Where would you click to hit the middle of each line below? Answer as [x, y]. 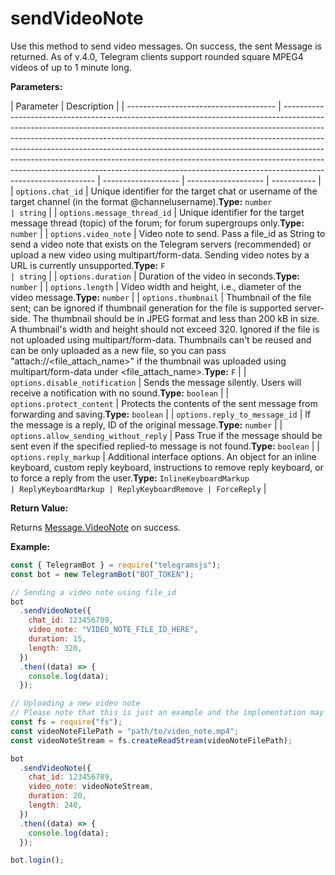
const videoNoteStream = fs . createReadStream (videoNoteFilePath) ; [151, 740]
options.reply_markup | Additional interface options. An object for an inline [163, 456]
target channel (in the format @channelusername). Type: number [141, 201]
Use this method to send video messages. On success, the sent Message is [166, 46]
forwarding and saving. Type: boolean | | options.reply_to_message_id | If [161, 414]
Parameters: [36, 86]
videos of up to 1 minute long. [71, 67]
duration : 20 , [57, 796]
